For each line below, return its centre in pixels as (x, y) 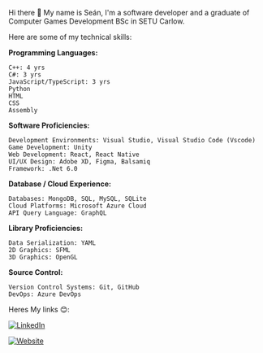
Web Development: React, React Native (74, 155)
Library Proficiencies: (46, 228)
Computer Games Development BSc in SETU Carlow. (97, 21)
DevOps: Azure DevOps (45, 294)
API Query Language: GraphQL (58, 213)
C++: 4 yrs (27, 68)
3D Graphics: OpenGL (43, 257)
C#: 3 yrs (25, 75)
